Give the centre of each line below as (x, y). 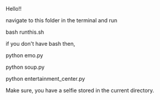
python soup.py (25, 67)
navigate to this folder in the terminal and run (62, 20)
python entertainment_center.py (45, 79)
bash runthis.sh (25, 32)
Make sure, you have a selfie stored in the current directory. (80, 90)
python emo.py (24, 55)
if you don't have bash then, (40, 44)
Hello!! (14, 9)
